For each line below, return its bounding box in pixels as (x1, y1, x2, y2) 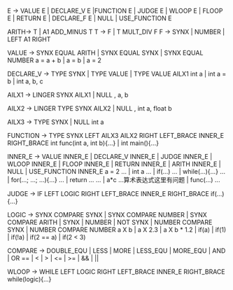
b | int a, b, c (7, 77, 43, 85)
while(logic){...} (7, 275, 52, 283)
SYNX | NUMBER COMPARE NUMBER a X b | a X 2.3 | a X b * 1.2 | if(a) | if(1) (7, 226, 227, 234)
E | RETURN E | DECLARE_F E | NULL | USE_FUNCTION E (7, 14, 172, 22)
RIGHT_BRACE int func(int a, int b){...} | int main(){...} (7, 139, 160, 147)
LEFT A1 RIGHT (7, 35, 51, 43)
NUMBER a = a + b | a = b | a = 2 (7, 56, 101, 64)
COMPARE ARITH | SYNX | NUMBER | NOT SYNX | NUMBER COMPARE (7, 218, 213, 226)
